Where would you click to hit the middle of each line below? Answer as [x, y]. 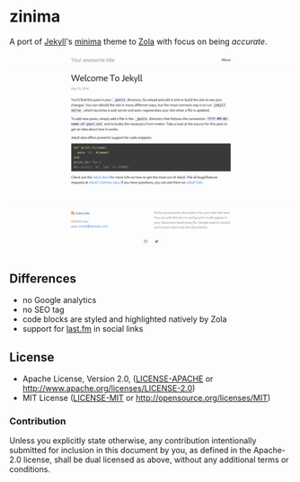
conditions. [30, 469]
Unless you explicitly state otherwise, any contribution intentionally [133, 441]
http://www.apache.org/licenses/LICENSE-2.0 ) [109, 388]
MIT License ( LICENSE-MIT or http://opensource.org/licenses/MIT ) [146, 397]
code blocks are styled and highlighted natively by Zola [124, 319]
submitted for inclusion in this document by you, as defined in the [130, 451]
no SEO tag [43, 310]
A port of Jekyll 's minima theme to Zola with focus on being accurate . [138, 41]
